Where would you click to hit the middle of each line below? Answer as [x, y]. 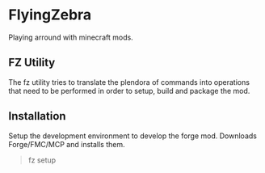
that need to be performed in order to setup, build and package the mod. [129, 91]
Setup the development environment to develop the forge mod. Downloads [132, 136]
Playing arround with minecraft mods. [71, 37]
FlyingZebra [50, 15]
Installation [37, 116]
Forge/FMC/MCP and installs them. [67, 144]
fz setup [42, 160]
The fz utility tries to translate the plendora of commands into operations [129, 82]
